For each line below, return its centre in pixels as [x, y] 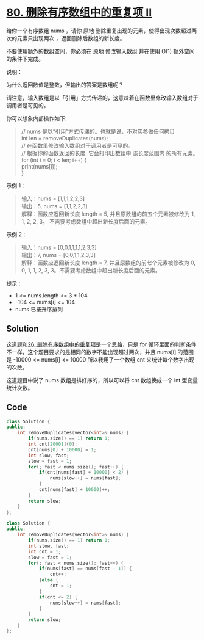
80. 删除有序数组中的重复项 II [79, 13]
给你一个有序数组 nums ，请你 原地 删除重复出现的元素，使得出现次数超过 [99, 31]
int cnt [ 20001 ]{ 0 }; [53, 444]
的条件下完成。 [25, 59]
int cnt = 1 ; [45, 551]
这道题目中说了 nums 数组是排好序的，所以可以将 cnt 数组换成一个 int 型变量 [102, 380]
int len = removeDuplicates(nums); [65, 138]
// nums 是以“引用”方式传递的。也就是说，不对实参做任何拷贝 [98, 131]
